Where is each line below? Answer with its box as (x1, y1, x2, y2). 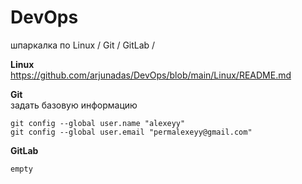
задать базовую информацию (10, 99, 138, 111)
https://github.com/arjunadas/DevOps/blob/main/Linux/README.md (10, 69, 292, 81)
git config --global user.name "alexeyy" (10, 118, 186, 128)
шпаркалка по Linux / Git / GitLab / (10, 39, 156, 51)
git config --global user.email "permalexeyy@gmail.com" (10, 127, 253, 137)
